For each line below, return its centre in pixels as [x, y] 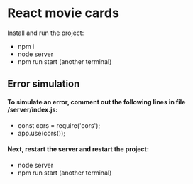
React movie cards [63, 13]
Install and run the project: [46, 33]
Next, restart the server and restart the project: [78, 149]
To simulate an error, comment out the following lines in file [96, 102]
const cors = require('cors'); [59, 125]
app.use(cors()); [42, 133]
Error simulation [44, 84]
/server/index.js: [33, 109]
